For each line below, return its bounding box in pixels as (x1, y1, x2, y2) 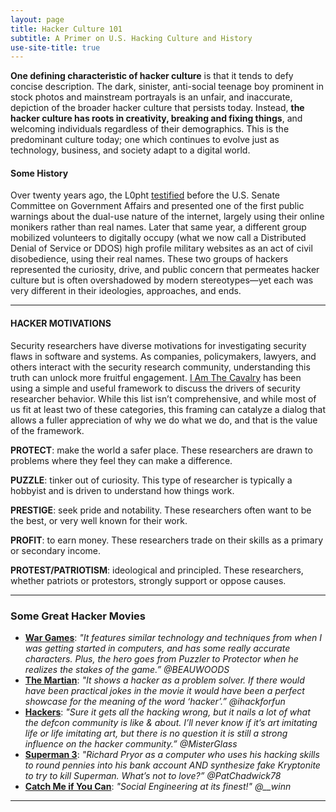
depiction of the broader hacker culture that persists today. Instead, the (10, 102, 305, 114)
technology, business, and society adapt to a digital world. (10, 144, 251, 156)
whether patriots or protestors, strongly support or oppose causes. (10, 574, 287, 586)
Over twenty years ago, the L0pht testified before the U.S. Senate (10, 189, 281, 201)
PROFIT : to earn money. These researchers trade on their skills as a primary (10, 534, 324, 546)
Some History (10, 167, 69, 179)
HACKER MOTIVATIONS (10, 317, 112, 330)
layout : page (10, 14, 65, 25)
